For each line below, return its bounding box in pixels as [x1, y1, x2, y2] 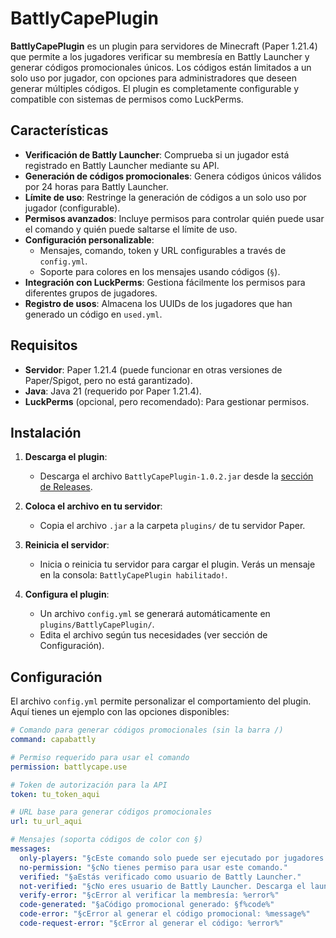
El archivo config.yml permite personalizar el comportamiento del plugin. [10, 695, 312, 707]
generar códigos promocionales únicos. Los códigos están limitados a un [10, 61, 312, 73]
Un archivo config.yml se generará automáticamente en [39, 608, 271, 620]
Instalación [10, 424, 82, 441]
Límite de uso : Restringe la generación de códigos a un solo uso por [24, 191, 307, 203]
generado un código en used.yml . [24, 308, 163, 320]
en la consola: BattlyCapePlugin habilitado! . [39, 569, 228, 581]
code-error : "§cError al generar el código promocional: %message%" [19, 909, 311, 919]
